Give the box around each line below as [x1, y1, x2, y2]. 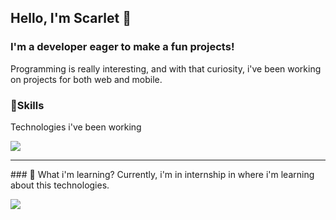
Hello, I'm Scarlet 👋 [10, 10, 132, 27]
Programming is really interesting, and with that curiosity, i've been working [10, 62, 322, 75]
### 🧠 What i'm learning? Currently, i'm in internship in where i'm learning [10, 168, 315, 180]
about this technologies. [10, 179, 110, 191]
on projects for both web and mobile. [10, 73, 163, 85]
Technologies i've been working [10, 121, 142, 133]
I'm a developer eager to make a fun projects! [10, 40, 235, 54]
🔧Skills [10, 98, 45, 112]
